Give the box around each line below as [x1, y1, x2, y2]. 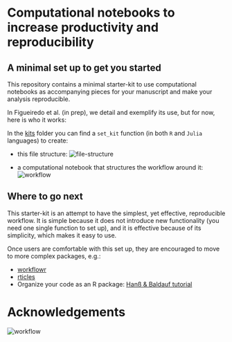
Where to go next [7, 190, 83, 202]
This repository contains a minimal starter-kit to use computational [7, 80, 197, 88]
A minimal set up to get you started [7, 62, 161, 73]
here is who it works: [7, 116, 67, 124]
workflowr [17, 265, 47, 273]
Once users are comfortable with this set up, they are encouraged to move [7, 244, 220, 253]
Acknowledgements [7, 305, 126, 320]
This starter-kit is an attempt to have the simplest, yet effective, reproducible [7, 209, 226, 217]
